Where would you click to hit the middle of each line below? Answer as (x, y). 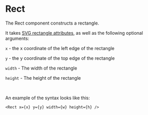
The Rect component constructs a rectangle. (52, 23)
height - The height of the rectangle (43, 78)
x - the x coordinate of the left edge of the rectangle (60, 48)
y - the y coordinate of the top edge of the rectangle (60, 58)
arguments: (17, 38)
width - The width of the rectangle (41, 68)
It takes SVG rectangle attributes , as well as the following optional (74, 33)
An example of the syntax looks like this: (48, 98)
